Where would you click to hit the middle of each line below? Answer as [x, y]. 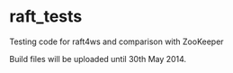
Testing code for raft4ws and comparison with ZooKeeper [116, 41]
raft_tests [46, 17]
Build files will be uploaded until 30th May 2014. [98, 59]
